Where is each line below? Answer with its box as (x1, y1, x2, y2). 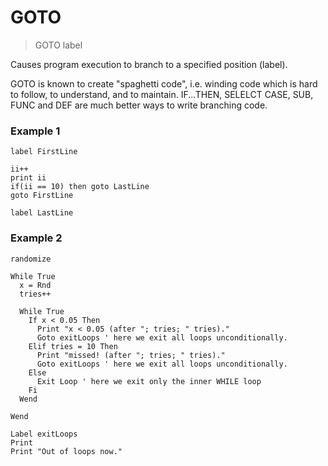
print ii (10, 173, 47, 183)
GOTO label (34, 39, 83, 51)
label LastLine (10, 208, 74, 218)
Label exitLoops (10, 429, 78, 439)
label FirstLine (10, 147, 78, 157)
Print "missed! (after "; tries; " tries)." (36, 350, 226, 360)
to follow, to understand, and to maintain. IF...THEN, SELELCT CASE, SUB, (10, 88, 314, 100)
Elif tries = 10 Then (28, 341, 118, 351)
